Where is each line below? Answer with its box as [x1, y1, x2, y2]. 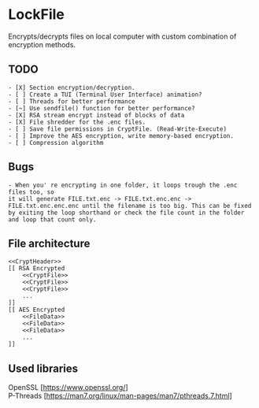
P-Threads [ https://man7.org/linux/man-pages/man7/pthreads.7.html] [8, 391, 232, 401]
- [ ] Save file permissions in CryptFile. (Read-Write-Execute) [8, 124, 227, 133]
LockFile [8, 6, 65, 24]
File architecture [8, 236, 91, 250]
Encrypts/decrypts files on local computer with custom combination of [8, 32, 237, 41]
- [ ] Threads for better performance [8, 97, 135, 106]
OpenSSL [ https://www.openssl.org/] [8, 383, 128, 392]
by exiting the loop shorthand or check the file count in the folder [8, 209, 245, 217]
